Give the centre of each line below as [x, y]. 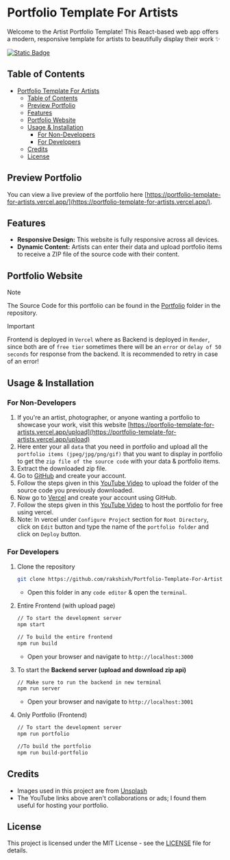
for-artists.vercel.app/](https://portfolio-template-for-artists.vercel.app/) [109, 202]
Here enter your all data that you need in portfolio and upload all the [112, 446]
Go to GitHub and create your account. [72, 475]
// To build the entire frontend [65, 637]
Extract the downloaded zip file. [62, 468]
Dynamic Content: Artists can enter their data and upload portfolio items [119, 247]
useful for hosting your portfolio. [63, 805]
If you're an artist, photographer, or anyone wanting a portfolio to [108, 417]
